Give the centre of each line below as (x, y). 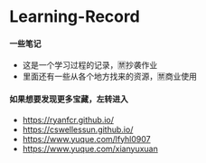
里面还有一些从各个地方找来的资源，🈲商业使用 (109, 77)
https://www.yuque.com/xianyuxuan (90, 149)
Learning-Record (75, 17)
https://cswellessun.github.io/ (78, 129)
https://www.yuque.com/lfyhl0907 (86, 139)
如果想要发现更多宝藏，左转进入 (69, 99)
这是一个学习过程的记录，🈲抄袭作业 (90, 65)
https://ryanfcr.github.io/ (68, 120)
